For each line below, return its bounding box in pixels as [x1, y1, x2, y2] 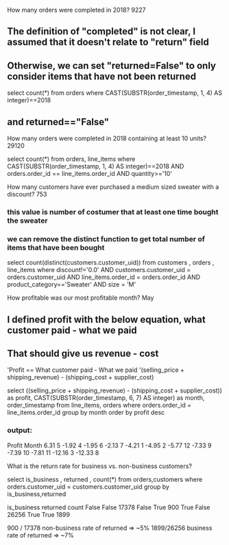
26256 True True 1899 [7, 510, 71, 518]
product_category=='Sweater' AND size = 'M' [7, 280, 136, 289]
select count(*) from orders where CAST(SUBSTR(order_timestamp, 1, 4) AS [7, 89, 223, 97]
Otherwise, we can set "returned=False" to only [7, 60, 216, 71]
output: [7, 425, 33, 435]
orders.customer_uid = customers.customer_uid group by [7, 482, 170, 491]
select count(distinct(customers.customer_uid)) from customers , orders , [7, 258, 215, 267]
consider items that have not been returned [7, 70, 197, 82]
